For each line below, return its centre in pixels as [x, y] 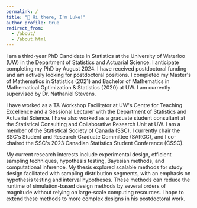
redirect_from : [25, 28]
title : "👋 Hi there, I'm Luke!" [46, 17]
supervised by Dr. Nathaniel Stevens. [51, 94]
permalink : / [22, 12]
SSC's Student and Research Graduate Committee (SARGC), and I [86, 137]
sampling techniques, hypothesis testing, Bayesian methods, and [85, 161]
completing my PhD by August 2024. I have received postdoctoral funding [96, 68]
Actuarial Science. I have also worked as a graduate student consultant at [96, 118]
